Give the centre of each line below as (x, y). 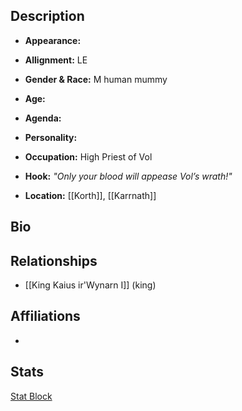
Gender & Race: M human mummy (96, 79)
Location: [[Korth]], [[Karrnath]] (90, 195)
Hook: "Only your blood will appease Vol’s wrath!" (128, 176)
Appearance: (53, 40)
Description (47, 16)
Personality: (51, 137)
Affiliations (45, 316)
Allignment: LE (56, 60)
